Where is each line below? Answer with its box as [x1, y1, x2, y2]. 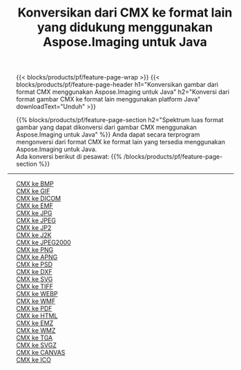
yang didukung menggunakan [37, 19, 213, 35]
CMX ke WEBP [16, 290, 59, 298]
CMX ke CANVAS [16, 349, 66, 357]
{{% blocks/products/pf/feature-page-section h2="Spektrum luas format [16, 116, 224, 124]
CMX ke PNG [16, 246, 54, 254]
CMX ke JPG [16, 209, 52, 217]
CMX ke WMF [16, 297, 56, 305]
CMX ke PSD [16, 260, 52, 269]
